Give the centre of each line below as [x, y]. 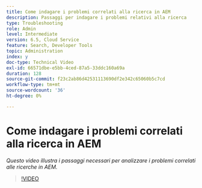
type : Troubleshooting [35, 23]
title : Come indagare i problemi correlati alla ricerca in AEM [88, 12]
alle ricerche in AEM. [32, 167]
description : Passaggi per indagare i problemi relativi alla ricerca [96, 17]
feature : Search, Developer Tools [50, 46]
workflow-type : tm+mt [33, 85]
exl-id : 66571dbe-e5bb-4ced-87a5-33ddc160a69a [66, 68]
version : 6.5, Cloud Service [43, 40]
